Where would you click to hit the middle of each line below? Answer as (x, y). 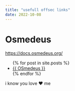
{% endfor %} (27, 74)
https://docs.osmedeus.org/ (34, 53)
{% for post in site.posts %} (41, 63)
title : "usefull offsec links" (38, 10)
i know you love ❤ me (28, 83)
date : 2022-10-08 (23, 15)
